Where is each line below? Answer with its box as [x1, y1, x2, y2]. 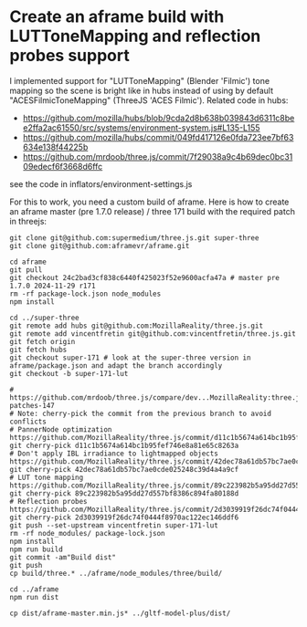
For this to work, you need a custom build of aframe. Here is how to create [9, 196, 290, 207]
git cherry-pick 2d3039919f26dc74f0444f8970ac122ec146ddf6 [9, 513, 239, 522]
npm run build [9, 545, 64, 554]
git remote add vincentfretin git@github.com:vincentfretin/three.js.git [9, 329, 297, 339]
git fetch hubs [9, 345, 68, 354]
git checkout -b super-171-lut [9, 369, 129, 378]
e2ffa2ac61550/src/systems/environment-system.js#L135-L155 [22, 121, 260, 133]
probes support [9, 46, 130, 66]
